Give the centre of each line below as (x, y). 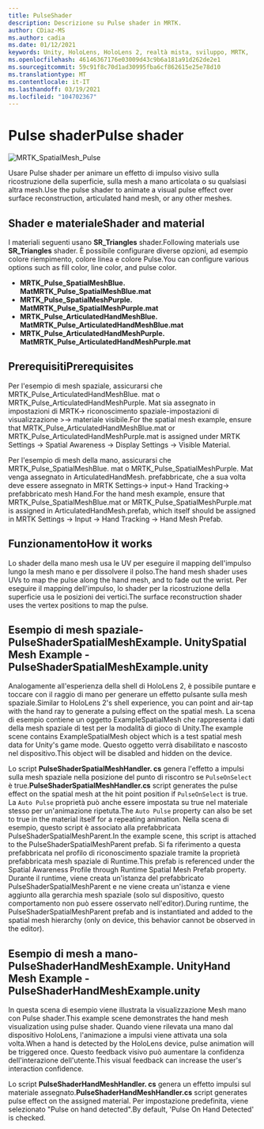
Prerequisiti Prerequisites (71, 366)
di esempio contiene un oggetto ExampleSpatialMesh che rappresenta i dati (132, 720)
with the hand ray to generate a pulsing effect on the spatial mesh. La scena (132, 711)
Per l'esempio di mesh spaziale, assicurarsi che (86, 386)
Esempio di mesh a (55, 954)
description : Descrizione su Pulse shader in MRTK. (95, 23)
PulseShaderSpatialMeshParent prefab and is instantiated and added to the (130, 912)
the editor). (26, 929)
